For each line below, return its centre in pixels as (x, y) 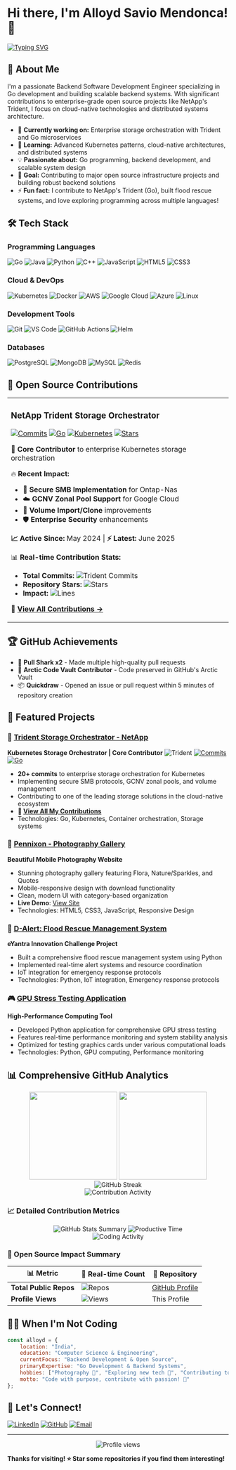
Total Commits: (49, 576)
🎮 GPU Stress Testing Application (67, 999)
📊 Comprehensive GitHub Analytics (88, 1075)
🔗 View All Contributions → (57, 609)
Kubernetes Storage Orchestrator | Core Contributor (85, 752)
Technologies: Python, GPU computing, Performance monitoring (111, 1052)
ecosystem (33, 803)
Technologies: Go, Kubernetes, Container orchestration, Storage (110, 818)
